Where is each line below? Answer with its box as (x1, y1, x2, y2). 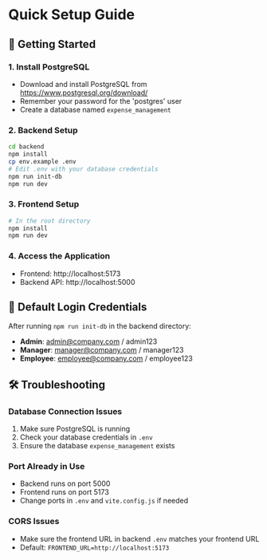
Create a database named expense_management (19, 105, 171, 114)
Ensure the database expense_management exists (19, 441, 175, 451)
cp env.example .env (8, 157, 77, 165)
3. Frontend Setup (8, 199, 80, 210)
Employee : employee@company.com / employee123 (19, 353, 193, 364)
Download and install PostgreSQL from (19, 79, 147, 89)
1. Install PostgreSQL (8, 61, 90, 73)
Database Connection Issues (8, 405, 123, 416)
